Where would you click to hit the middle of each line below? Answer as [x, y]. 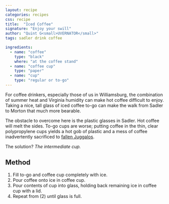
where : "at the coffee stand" [46, 61]
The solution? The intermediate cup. [43, 146]
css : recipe [18, 19]
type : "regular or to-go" [42, 80]
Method [18, 162]
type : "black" [29, 57]
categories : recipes [27, 15]
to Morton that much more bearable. [43, 111]
